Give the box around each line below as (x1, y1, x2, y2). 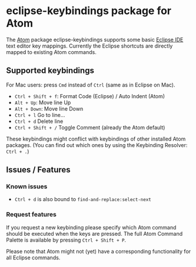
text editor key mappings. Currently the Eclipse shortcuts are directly (6, 42, 173, 49)
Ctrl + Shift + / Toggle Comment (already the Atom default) (14, 124, 165, 131)
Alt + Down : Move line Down (14, 105, 84, 112)
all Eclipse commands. (6, 254, 61, 261)
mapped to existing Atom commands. (6, 48, 97, 55)
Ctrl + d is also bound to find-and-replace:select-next (14, 196, 151, 203)
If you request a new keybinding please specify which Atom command (6, 223, 177, 231)
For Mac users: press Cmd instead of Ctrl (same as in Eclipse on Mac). (6, 81, 175, 88)
